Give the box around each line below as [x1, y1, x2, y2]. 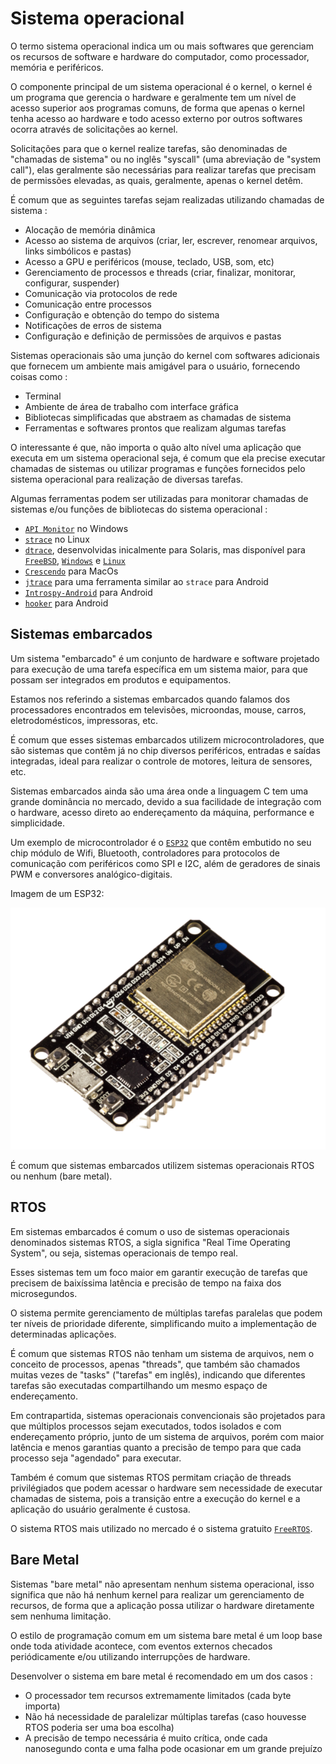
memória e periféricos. [10, 61, 104, 73]
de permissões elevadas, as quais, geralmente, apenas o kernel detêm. [10, 174, 304, 186]
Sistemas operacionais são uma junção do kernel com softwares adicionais [10, 349, 320, 361]
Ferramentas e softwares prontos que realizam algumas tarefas [24, 422, 287, 434]
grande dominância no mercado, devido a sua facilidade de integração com [10, 795, 322, 807]
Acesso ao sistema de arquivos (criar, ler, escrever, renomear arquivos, [24, 234, 318, 246]
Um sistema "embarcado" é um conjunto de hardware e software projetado [10, 652, 320, 664]
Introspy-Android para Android [24, 586, 153, 598]
